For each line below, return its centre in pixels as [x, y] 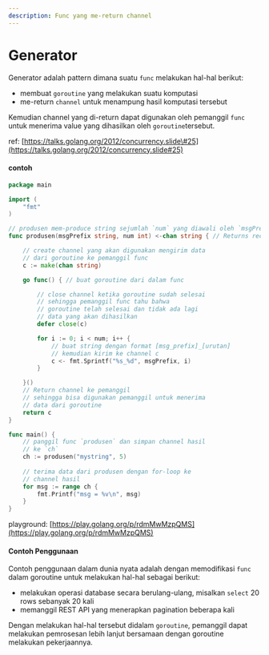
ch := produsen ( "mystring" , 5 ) [75, 457]
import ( [23, 199]
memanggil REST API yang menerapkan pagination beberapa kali [127, 610]
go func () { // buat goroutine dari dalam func [103, 280]
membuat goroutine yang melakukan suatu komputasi [109, 93]
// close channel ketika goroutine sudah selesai [121, 294]
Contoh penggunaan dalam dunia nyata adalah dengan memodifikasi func [130, 569]
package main [30, 185]
